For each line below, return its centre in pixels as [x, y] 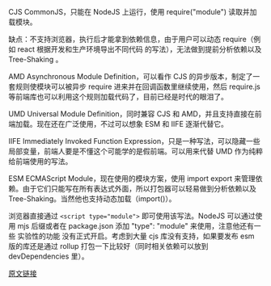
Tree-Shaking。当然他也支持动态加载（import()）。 [92, 199]
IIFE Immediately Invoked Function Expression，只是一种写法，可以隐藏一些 [134, 141]
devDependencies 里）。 [49, 256]
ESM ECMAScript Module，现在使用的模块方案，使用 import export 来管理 [132, 179]
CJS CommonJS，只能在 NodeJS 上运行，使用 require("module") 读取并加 [133, 12]
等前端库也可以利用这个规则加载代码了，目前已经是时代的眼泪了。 [118, 97]
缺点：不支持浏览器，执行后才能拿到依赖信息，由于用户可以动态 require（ [131, 39]
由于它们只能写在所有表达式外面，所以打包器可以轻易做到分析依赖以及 [139, 189]
